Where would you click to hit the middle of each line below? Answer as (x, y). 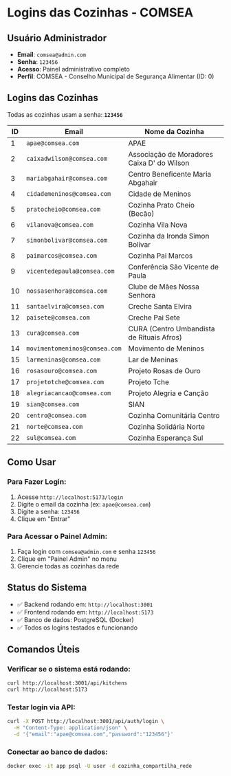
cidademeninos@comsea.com (69, 193)
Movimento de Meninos (166, 348)
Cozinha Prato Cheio (161, 205)
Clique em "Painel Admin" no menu (67, 559)
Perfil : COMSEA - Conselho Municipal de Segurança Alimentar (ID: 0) (115, 76)
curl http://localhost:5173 (47, 690)
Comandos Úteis (44, 650)
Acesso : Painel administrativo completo (74, 69)
